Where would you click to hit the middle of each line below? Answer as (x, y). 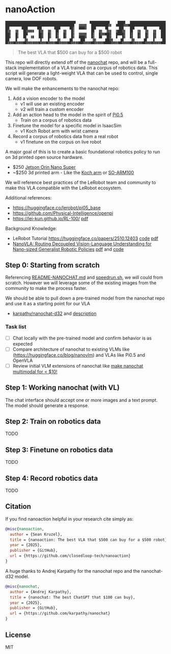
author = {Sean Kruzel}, (36, 534)
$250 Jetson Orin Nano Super (44, 167)
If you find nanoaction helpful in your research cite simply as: (69, 519)
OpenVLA (23, 360)
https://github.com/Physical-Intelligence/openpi (63, 213)
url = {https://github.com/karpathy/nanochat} (60, 614)
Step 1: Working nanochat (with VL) (62, 388)
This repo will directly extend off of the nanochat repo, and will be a (76, 62)
